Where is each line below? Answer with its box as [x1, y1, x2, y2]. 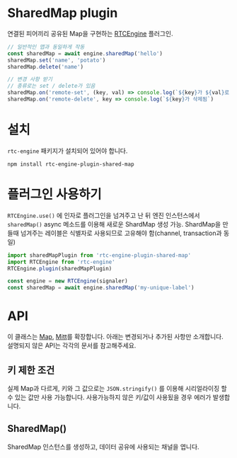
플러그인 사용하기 [7, 186, 102, 202]
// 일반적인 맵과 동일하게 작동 [7, 43, 85, 50]
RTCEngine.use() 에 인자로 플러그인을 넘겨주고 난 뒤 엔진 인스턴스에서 [7, 211, 200, 219]
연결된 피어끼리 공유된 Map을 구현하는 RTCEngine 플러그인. [7, 29, 173, 38]
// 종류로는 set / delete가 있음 [7, 83, 96, 90]
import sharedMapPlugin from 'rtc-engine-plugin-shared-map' [7, 251, 192, 259]
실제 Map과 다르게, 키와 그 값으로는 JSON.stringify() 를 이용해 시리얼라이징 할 [7, 384, 228, 392]
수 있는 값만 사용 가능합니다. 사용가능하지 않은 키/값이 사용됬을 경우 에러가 [7, 393, 212, 401]
